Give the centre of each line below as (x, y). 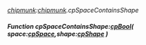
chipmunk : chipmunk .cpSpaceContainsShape (73, 10)
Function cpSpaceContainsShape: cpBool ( (71, 26)
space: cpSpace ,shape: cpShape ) (58, 34)
